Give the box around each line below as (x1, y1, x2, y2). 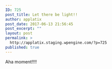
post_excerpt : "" (5, 26, 42, 31)
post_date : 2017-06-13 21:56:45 (5, 21, 73, 27)
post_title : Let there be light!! (5, 12, 78, 17)
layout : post (5, 31, 33, 36)
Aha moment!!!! (5, 58, 37, 64)
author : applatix (5, 17, 42, 22)
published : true (5, 45, 39, 50)
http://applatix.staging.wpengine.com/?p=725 (10, 40, 107, 45)
